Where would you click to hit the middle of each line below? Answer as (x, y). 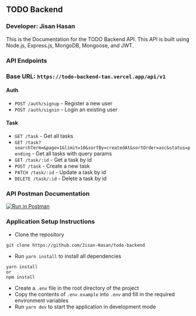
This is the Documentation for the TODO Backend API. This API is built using (98, 39)
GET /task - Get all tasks (44, 136)
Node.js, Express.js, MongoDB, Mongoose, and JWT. (70, 45)
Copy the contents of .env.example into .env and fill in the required (94, 294)
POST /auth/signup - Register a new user (63, 103)
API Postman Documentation (48, 193)
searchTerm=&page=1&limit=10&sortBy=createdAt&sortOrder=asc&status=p (102, 148)
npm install (20, 277)
